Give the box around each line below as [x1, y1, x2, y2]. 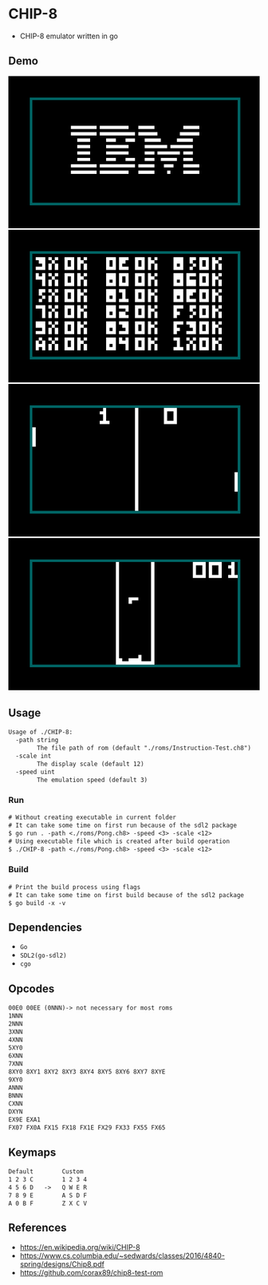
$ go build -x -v [8, 899, 66, 907]
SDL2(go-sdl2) [19, 951, 67, 960]
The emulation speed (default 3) [37, 776, 148, 784]
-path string [15, 736, 59, 744]
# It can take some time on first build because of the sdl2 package [8, 891, 245, 899]
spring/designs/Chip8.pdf [19, 1259, 105, 1269]
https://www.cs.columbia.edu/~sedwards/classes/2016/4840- [19, 1251, 226, 1260]
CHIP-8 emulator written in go [19, 31, 118, 41]
